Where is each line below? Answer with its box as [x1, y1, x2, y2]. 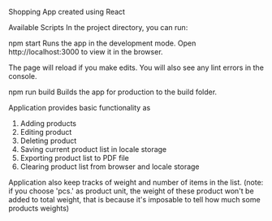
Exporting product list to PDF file [19, 154, 130, 162]
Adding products [19, 119, 77, 128]
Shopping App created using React [8, 7, 126, 16]
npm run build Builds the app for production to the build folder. [8, 87, 218, 97]
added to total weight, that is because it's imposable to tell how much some [8, 195, 261, 204]
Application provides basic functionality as [8, 103, 151, 112]
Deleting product [19, 136, 77, 145]
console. [8, 71, 38, 80]
